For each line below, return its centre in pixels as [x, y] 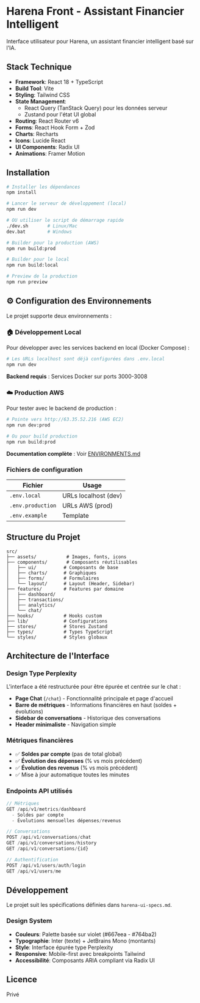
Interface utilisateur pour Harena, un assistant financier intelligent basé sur [100, 41]
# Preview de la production [42, 276]
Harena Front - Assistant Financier [95, 11]
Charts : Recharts [37, 134]
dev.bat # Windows [39, 232]
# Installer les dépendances [43, 187]
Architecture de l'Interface [58, 656]
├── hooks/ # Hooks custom [54, 616]
